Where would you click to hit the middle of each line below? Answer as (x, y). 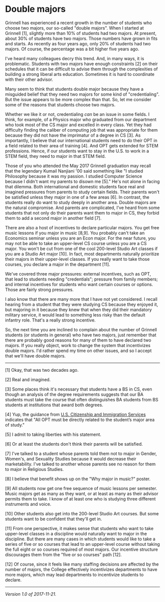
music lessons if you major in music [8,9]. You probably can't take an (75, 233)
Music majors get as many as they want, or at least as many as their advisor (82, 494)
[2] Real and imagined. (28, 379)
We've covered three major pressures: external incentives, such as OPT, (78, 274)
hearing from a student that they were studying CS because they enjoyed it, (82, 304)
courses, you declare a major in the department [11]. (58, 264)
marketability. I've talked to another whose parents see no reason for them (81, 464)
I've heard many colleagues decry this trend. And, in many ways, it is (75, 58)
